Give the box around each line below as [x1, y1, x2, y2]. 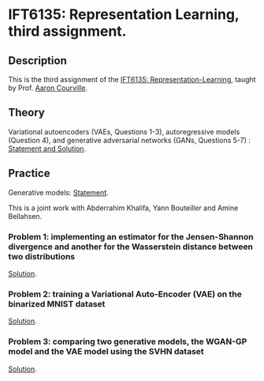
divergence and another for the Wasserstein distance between [8, 241, 254, 252]
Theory [8, 106, 46, 119]
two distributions [8, 251, 76, 262]
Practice [8, 167, 50, 180]
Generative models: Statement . [8, 187, 109, 197]
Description [8, 54, 67, 67]
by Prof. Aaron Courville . [8, 83, 88, 92]
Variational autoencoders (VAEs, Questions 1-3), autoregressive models [8, 126, 240, 136]
